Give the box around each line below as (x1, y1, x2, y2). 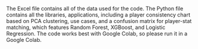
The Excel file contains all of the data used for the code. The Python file (6, 5, 184, 12)
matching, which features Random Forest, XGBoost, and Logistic (6, 24, 166, 31)
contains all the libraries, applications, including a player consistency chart (6, 11, 191, 18)
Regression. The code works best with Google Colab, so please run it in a (6, 30, 188, 37)
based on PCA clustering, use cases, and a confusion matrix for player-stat (6, 18, 192, 24)
